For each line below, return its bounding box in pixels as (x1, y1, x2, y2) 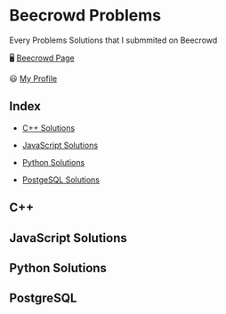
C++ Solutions (21, 122, 76, 133)
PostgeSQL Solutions (21, 174, 101, 185)
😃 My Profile (9, 73, 58, 84)
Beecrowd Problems (9, 5, 162, 26)
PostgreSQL (9, 291, 77, 306)
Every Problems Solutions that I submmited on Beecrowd (9, 35, 218, 45)
